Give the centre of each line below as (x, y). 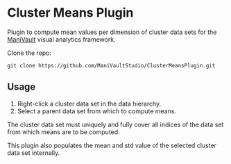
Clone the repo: (29, 53)
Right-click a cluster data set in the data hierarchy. (89, 104)
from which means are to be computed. (63, 132)
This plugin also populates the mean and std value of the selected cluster (112, 145)
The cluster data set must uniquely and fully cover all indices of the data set (115, 124)
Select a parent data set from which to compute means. (97, 111)
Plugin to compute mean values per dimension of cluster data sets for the (112, 32)
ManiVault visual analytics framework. (61, 39)
